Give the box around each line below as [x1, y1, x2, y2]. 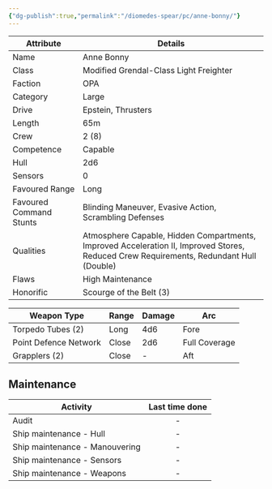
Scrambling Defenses [82, 212, 164, 223]
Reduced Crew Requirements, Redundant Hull [82, 250, 257, 261]
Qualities [12, 245, 46, 256]
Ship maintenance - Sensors [12, 455, 122, 466]
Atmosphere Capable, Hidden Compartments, [82, 229, 257, 241]
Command [12, 206, 53, 217]
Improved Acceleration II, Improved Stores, [82, 240, 245, 251]
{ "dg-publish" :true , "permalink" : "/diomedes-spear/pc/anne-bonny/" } [8, 11, 241, 20]
